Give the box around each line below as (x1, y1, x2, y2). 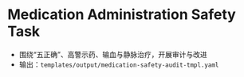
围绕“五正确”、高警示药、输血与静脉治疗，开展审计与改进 (18, 49, 208, 59)
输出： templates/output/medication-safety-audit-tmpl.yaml (18, 60, 219, 69)
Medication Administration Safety (7, 6, 236, 24)
